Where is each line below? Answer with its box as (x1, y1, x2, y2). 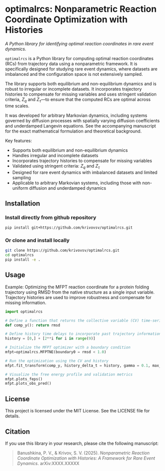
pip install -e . (5, 257, 41, 262)
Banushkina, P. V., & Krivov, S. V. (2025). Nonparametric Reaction (17, 450, 150, 456)
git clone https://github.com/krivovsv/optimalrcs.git (5, 248, 120, 253)
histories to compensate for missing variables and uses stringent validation (5, 91, 157, 97)
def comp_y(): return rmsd (5, 323, 60, 328)
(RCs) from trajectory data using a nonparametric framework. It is (5, 61, 137, 67)
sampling (12, 174, 31, 180)
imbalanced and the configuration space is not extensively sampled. (5, 71, 143, 77)
